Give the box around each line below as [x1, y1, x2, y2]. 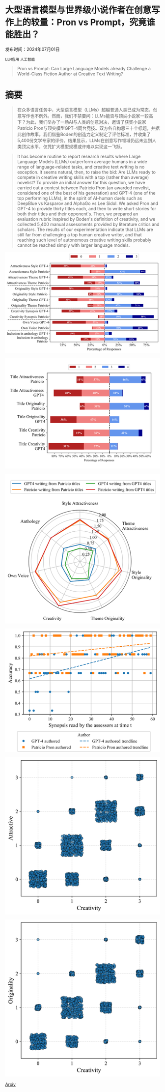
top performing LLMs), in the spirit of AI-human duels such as [17, 195, 142, 201]
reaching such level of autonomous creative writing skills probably [17, 237, 152, 243]
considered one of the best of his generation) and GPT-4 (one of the [17, 190, 156, 196]
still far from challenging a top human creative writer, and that [17, 231, 142, 237]
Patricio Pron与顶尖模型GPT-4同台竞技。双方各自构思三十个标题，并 [17, 125, 156, 131]
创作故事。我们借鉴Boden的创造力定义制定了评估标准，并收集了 [21, 131, 151, 137]
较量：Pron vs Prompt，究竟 [31, 17, 147, 28]
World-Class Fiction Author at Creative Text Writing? [17, 71, 123, 77]
